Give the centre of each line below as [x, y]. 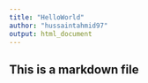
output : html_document [51, 34]
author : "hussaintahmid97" [59, 26]
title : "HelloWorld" [47, 17]
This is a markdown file [74, 69]
